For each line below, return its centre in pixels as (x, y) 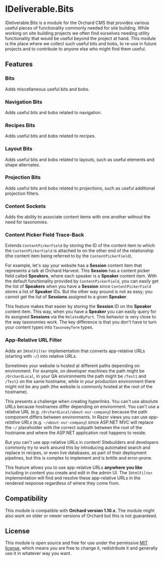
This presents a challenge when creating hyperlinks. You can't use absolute (82, 401)
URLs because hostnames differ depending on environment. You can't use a (82, 406)
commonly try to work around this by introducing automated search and (78, 447)
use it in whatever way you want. (38, 553)
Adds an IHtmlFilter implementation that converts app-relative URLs (75, 351)
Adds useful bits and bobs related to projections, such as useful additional (80, 188)
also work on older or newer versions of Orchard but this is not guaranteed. (81, 516)
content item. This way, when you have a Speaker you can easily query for (81, 312)
